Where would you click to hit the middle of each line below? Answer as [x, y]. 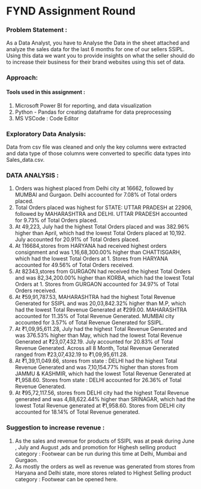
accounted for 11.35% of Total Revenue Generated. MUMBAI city [95, 316]
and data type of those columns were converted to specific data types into [98, 153]
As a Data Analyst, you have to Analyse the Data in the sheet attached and [98, 43]
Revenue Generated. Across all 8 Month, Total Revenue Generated [97, 348]
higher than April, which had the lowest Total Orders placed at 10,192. [100, 233]
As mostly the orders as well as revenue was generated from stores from [105, 466]
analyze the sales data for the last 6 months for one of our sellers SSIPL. [95, 49]
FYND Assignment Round [71, 11]
